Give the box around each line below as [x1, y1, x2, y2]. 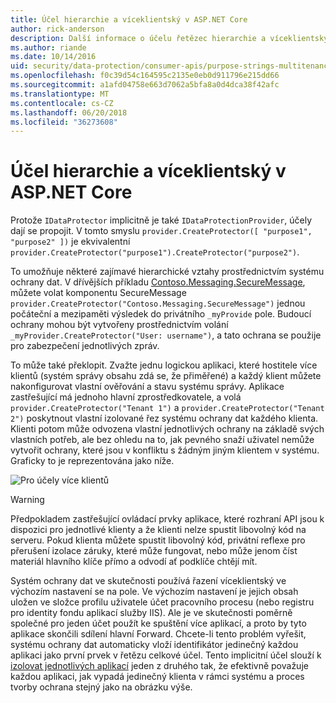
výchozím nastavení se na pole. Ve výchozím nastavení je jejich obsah [10, 586, 299, 598]
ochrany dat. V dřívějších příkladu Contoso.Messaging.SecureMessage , [10, 276, 306, 288]
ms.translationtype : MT [10, 89, 110, 99]
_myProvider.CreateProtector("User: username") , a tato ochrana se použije [10, 329, 322, 341]
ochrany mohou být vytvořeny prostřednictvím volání [10, 319, 229, 331]
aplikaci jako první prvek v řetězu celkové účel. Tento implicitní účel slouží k [10, 649, 322, 661]
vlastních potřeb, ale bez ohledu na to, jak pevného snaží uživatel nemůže [10, 434, 315, 446]
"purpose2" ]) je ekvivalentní [10, 236, 131, 248]
